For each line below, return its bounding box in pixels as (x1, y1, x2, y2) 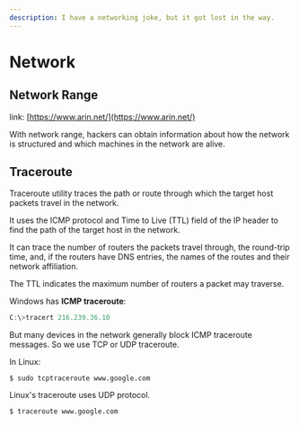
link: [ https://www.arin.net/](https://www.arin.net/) (9, 111, 196, 122)
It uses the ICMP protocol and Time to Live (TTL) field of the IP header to (9, 215, 278, 226)
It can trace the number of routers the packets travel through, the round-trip (9, 242, 290, 252)
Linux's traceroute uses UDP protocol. (9, 390, 151, 401)
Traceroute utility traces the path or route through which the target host (9, 188, 274, 199)
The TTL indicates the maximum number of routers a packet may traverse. (9, 279, 285, 289)
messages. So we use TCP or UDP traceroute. (9, 339, 180, 350)
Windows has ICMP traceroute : (9, 296, 127, 306)
